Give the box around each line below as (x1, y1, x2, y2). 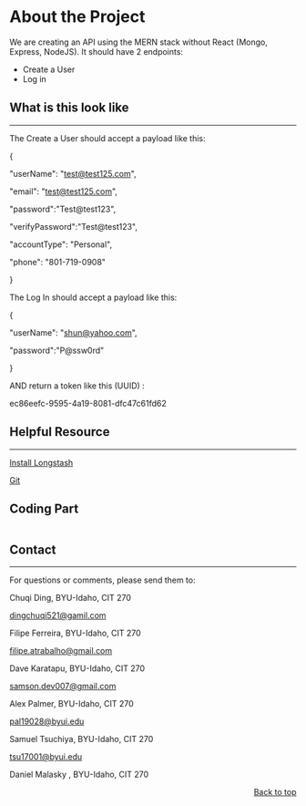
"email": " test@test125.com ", (9, 185, 118, 197)
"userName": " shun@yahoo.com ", (9, 326, 138, 338)
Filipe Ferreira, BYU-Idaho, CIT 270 (9, 627, 141, 639)
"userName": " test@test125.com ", (9, 168, 137, 179)
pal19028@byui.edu (9, 716, 85, 727)
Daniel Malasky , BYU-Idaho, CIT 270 (9, 769, 149, 780)
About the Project (9, 6, 146, 27)
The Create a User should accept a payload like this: (9, 132, 207, 143)
